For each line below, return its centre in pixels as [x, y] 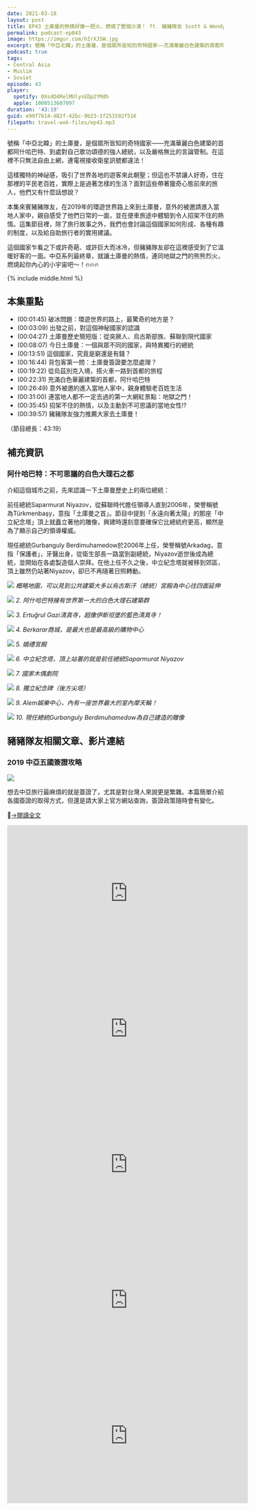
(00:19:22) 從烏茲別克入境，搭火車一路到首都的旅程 [90, 371]
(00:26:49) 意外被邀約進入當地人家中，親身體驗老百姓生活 [99, 388]
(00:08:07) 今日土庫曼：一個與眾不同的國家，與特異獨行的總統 [105, 345]
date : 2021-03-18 [32, 13]
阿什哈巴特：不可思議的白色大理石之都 [70, 474]
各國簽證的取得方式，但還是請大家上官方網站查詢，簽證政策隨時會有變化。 [112, 800]
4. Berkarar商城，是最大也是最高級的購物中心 [80, 630]
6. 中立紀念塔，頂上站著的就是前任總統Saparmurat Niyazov [100, 659]
